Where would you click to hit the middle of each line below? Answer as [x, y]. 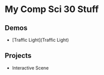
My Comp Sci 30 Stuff [52, 9]
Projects [18, 56]
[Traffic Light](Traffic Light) [40, 40]
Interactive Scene [30, 68]
